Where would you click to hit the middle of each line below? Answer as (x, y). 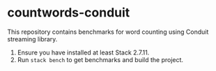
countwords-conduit (69, 13)
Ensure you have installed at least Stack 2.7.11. (83, 52)
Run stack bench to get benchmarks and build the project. (100, 59)
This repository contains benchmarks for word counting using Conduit (108, 32)
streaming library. (32, 39)
